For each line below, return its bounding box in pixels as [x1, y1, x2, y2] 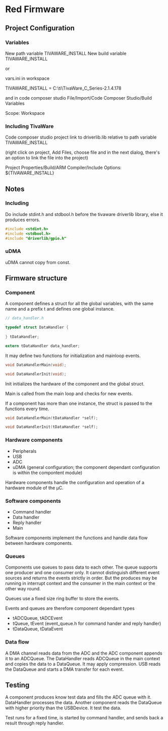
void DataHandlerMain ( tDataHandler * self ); [5, 415, 98, 420]
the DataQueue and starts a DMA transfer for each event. [5, 666, 124, 672]
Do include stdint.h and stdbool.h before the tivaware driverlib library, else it [5, 211, 163, 217]
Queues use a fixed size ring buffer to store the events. [5, 595, 120, 601]
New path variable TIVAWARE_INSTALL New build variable [5, 50, 127, 56]
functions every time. [5, 406, 49, 412]
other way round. [5, 586, 41, 592]
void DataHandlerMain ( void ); [5, 362, 67, 367]
